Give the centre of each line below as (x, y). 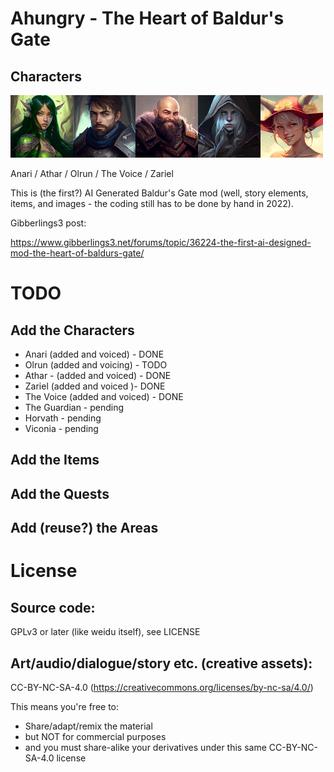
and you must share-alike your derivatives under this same (145, 747)
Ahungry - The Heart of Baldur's (147, 18)
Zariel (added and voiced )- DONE (95, 386)
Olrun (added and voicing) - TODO (96, 365)
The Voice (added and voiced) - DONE (104, 396)
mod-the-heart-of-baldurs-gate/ (77, 253)
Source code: (53, 607)
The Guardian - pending (74, 407)
